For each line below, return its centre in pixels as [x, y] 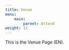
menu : [11, 14]
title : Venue [19, 10]
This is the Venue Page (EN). [35, 42]
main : [20, 19]
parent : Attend [39, 24]
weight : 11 [16, 28]
